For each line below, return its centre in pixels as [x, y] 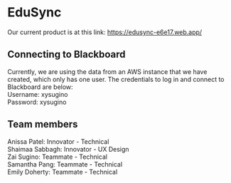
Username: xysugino [38, 94]
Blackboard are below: [40, 87]
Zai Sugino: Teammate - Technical [58, 157]
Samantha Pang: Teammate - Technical [65, 164]
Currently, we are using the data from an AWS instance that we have [107, 71]
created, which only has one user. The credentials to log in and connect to [116, 79]
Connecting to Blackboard [66, 54]
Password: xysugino [37, 102]
